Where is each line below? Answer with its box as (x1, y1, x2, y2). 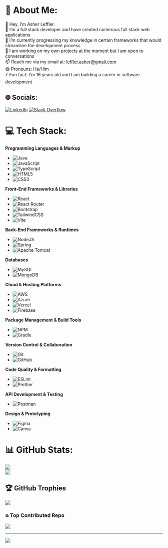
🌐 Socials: (5, 93, 38, 102)
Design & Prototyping (5, 411, 51, 417)
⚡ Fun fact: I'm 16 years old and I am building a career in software (5, 71, 140, 77)
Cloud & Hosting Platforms (5, 281, 61, 287)
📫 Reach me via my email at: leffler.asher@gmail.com (5, 59, 116, 65)
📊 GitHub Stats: (5, 444, 73, 455)
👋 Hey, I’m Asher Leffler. (5, 21, 55, 27)
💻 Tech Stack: (5, 125, 67, 136)
